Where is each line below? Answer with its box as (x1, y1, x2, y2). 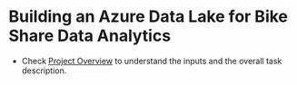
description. (21, 65, 67, 76)
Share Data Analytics (8, 25, 172, 46)
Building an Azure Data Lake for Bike (8, 6, 288, 27)
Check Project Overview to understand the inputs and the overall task (21, 55, 282, 66)
